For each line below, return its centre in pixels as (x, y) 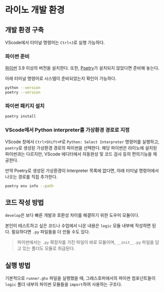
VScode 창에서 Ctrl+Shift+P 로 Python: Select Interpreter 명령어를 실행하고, (82, 142)
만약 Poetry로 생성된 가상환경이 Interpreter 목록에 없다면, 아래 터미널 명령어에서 (82, 171)
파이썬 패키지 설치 (25, 106)
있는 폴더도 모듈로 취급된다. (49, 248)
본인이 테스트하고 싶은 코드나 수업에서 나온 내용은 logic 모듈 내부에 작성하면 (78, 226)
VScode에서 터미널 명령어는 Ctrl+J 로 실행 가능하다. (55, 43)
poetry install (21, 117)
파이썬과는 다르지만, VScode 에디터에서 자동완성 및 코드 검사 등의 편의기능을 (79, 154)
